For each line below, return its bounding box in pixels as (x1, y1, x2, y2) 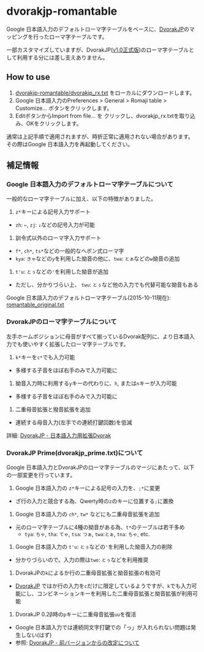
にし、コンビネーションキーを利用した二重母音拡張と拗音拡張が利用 (20, 590, 193, 597)
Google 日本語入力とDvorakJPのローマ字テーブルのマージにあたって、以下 (6, 464, 195, 471)
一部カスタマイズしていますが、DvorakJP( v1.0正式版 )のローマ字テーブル (6, 46, 189, 53)
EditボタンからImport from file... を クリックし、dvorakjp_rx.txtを (15, 112, 179, 119)
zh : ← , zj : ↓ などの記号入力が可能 (15, 221, 95, 228)
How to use (6, 72, 50, 82)
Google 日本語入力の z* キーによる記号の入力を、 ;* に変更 (15, 484, 161, 492)
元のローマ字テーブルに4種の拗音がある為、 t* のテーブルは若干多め (15, 524, 185, 531)
